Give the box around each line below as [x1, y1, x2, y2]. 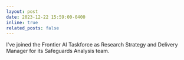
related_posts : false [6, 25, 60, 31]
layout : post [6, 8, 38, 15]
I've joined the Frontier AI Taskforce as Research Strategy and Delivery [6, 41, 178, 48]
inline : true [6, 19, 38, 25]
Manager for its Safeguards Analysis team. [6, 48, 110, 55]
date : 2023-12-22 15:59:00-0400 [6, 14, 86, 20]
